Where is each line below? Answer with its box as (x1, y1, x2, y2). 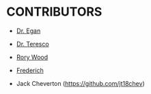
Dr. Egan (16, 27, 41, 35)
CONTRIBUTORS (6, 4, 102, 20)
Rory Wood (16, 52, 49, 61)
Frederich (16, 66, 44, 74)
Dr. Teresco (16, 40, 49, 48)
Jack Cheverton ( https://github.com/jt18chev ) (16, 79, 145, 87)
